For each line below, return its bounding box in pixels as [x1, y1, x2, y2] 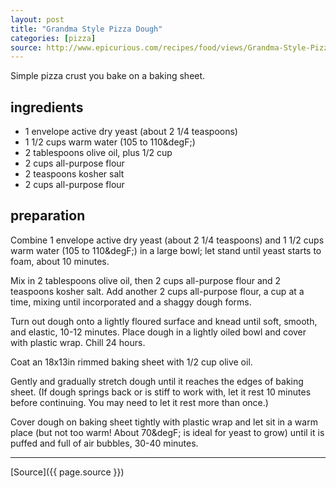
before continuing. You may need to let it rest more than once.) [10, 396, 269, 408]
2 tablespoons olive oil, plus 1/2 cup [24, 147, 173, 159]
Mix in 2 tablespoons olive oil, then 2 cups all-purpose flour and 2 [10, 274, 282, 286]
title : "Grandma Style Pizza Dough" [10, 24, 163, 34]
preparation [10, 207, 86, 225]
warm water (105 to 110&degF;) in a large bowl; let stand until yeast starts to [10, 244, 322, 256]
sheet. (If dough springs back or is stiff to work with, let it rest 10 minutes [10, 386, 312, 398]
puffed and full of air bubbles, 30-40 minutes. [10, 437, 199, 449]
